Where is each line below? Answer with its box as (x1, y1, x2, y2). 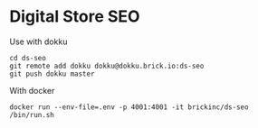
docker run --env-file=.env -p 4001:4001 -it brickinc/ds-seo (9, 102, 249, 112)
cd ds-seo (9, 53, 47, 62)
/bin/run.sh (9, 110, 54, 119)
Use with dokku (9, 36, 68, 47)
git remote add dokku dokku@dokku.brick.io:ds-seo (9, 61, 205, 70)
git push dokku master (9, 69, 95, 78)
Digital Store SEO (9, 6, 140, 27)
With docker (9, 85, 55, 96)
